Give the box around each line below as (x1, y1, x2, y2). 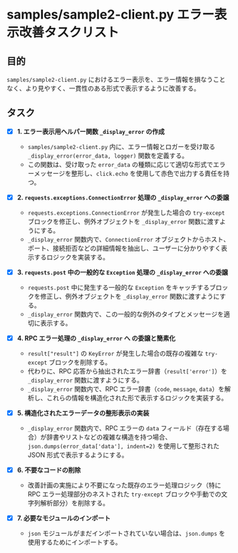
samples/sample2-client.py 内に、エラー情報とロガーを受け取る (27, 142, 216, 150)
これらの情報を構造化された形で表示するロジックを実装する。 (46, 393, 228, 403)
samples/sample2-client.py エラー (6, 6, 215, 23)
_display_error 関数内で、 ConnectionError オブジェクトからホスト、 (27, 234, 230, 243)
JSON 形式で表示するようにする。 (27, 450, 128, 460)
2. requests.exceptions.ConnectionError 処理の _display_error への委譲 (16, 193, 229, 202)
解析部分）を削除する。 (40, 499, 110, 507)
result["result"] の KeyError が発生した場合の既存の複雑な (27, 349, 204, 358)
